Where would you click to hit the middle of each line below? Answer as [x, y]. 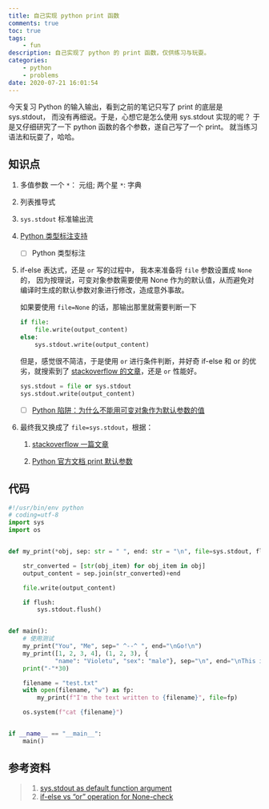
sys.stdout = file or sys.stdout [76, 386]
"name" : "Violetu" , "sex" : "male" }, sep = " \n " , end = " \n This [155, 661]
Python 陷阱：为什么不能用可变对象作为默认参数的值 [118, 410]
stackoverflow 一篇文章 [70, 444]
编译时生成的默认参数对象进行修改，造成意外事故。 [104, 290]
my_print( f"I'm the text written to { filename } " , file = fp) [138, 698]
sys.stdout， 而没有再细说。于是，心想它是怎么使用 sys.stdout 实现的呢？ [130, 116]
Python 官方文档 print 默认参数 [82, 461]
